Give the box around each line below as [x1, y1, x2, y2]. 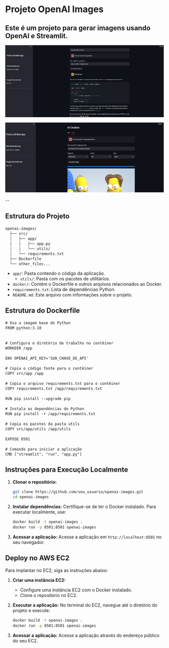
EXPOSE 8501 [5, 436, 30, 441]
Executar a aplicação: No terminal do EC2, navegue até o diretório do [12, 602, 157, 608]
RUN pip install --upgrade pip [5, 396, 71, 401]
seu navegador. [12, 539, 45, 545]
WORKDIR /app [5, 345, 33, 351]
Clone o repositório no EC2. [20, 592, 78, 598]
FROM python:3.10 [5, 325, 42, 330]
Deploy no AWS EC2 [5, 554, 69, 563]
